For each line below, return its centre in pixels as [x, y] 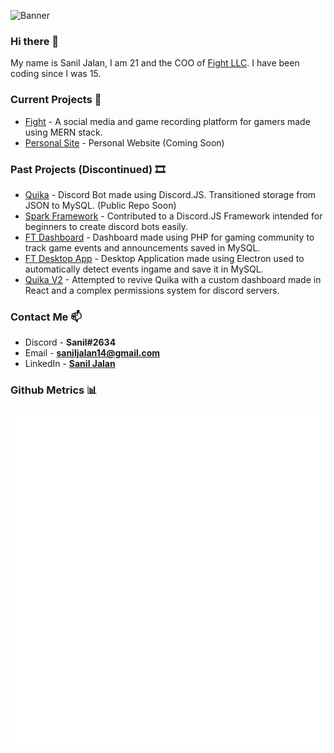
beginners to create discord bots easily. [106, 226]
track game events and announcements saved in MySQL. [142, 247]
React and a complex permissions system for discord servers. [152, 290]
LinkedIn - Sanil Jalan [70, 364]
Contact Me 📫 [46, 317]
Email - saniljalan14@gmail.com [92, 353]
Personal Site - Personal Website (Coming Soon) [124, 142]
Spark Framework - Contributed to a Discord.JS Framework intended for [173, 216]
